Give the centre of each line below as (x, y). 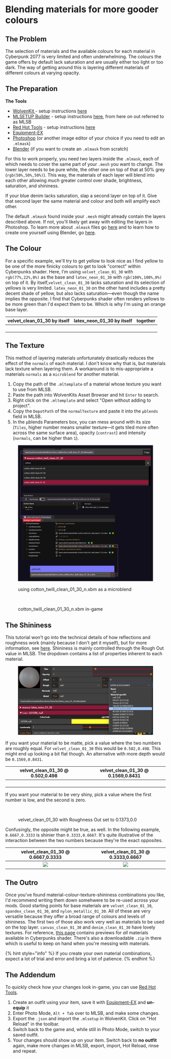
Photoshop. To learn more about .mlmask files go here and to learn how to (82, 227)
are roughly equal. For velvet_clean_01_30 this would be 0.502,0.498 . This (83, 748)
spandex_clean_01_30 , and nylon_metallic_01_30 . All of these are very (78, 911)
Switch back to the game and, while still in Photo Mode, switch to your (86, 1029)
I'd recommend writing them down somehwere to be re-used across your (82, 900)
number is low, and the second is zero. (46, 800)
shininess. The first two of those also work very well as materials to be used (85, 922)
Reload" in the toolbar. (36, 1024)
